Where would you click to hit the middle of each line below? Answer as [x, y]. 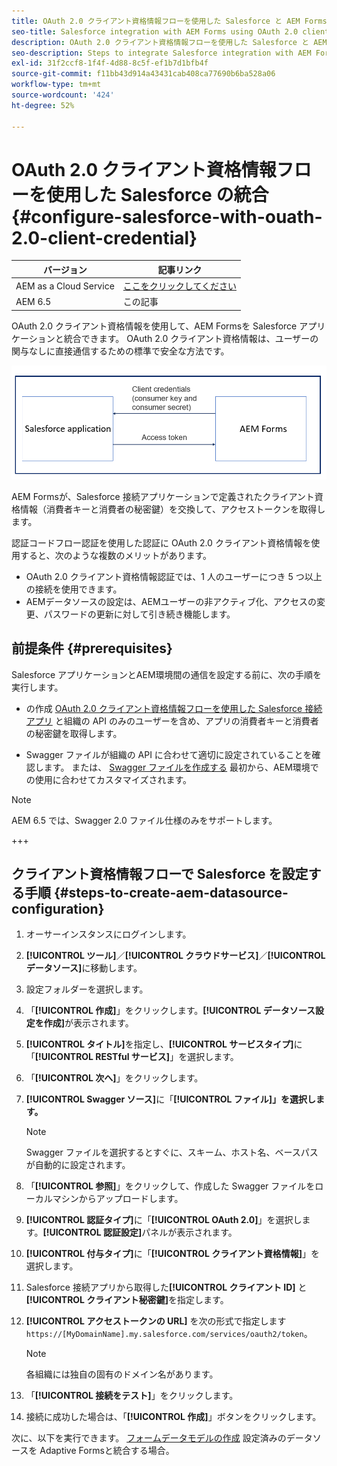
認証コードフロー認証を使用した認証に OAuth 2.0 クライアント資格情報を [161, 542]
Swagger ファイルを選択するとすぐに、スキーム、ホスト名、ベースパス [172, 1152]
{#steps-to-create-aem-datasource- [171, 893]
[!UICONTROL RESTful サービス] [102, 1057]
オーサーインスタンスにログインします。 [108, 934]
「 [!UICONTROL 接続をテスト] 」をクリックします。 [132, 1396]
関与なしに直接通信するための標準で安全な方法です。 [120, 351]
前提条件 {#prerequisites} [92, 648]
